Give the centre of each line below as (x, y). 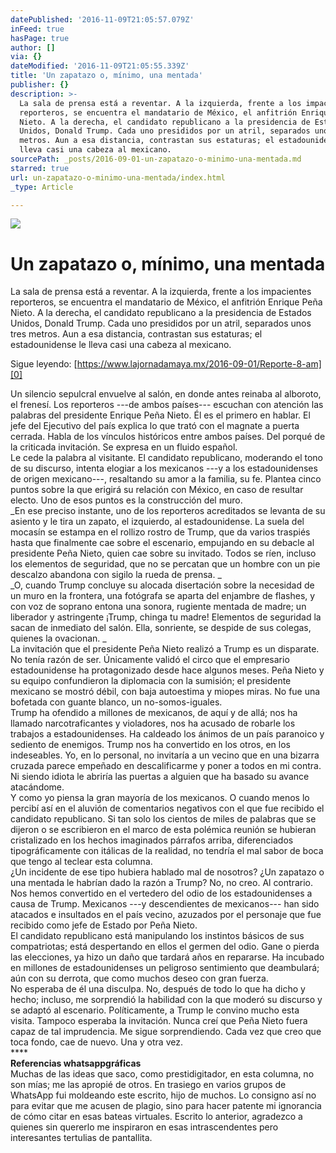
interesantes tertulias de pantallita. (81, 1138)
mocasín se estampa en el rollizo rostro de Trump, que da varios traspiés (160, 532)
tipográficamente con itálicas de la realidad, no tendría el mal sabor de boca (167, 851)
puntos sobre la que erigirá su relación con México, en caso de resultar (157, 490)
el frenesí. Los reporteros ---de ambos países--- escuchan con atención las (167, 405)
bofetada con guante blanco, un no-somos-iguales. (116, 702)
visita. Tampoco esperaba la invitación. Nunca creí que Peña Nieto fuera (159, 1021)
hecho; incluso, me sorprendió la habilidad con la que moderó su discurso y (166, 1000)
